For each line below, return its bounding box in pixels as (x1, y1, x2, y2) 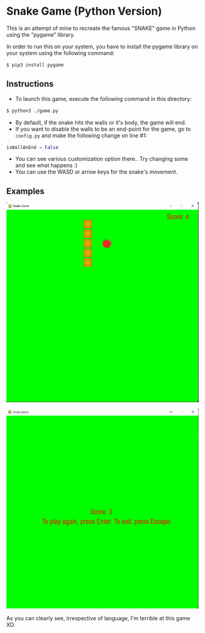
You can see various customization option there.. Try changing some (15, 155, 189, 163)
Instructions (6, 79, 54, 89)
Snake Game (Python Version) (6, 4, 162, 18)
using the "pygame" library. (6, 31, 75, 38)
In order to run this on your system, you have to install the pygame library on (6, 43, 198, 50)
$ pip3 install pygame (6, 62, 64, 68)
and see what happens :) (15, 162, 78, 169)
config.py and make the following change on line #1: (15, 131, 148, 139)
